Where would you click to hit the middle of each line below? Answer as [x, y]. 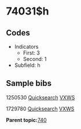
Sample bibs [29, 83]
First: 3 [32, 53]
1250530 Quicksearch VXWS [41, 97]
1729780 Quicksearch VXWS [40, 109]
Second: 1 [35, 59]
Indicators [26, 46]
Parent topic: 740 [26, 120]
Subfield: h [27, 65]
